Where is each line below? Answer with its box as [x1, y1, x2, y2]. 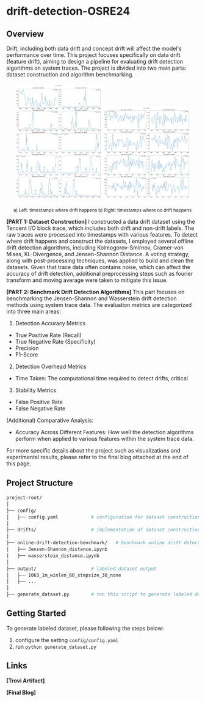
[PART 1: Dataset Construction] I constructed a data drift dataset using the [6, 218, 195, 226]
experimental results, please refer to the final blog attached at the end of [6, 454, 189, 461]
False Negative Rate [15, 405, 66, 412]
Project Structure [6, 478, 73, 488]
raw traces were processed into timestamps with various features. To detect [6, 231, 198, 238]
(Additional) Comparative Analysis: [6, 417, 93, 424]
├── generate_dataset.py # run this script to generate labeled [6, 591, 192, 597]
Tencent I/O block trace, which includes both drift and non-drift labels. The [6, 224, 195, 232]
